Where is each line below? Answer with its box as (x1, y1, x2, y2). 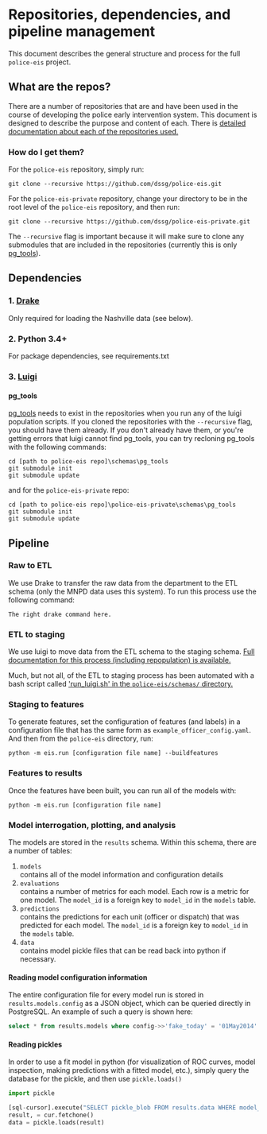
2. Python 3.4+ (8, 333, 68, 344)
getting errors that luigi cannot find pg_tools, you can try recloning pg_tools (8, 434, 255, 443)
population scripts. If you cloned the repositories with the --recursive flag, (8, 417, 253, 427)
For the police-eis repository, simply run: (8, 164, 145, 174)
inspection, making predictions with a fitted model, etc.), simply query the (8, 1066, 250, 1075)
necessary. (19, 954, 56, 964)
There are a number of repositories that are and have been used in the (8, 101, 238, 110)
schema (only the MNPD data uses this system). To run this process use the (8, 586, 257, 596)
